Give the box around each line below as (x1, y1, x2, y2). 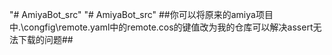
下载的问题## (17, 34, 74, 45)
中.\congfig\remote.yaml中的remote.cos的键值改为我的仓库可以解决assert (9, 21, 314, 33)
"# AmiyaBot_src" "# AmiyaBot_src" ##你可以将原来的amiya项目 (9, 9, 274, 20)
